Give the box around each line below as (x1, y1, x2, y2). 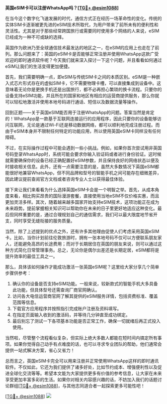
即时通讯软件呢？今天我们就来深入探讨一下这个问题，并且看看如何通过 (18, 57, 162, 63)
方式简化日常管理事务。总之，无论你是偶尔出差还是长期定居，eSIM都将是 (9, 247, 160, 253)
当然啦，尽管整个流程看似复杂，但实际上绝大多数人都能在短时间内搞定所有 (5, 335, 158, 341)
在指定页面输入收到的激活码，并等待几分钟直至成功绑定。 (12, 312, 130, 318)
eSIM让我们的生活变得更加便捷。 (5, 63, 73, 69)
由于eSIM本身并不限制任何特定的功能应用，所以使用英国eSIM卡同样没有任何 (5, 128, 162, 134)
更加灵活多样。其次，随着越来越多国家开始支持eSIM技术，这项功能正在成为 (5, 199, 160, 205)
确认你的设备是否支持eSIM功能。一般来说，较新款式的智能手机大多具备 (12, 281, 158, 286)
